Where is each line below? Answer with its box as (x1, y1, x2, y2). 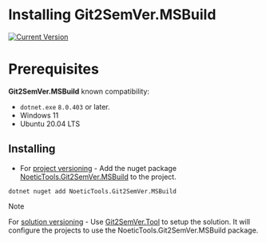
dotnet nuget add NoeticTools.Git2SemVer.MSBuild (8, 187, 177, 195)
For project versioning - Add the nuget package (19, 163, 177, 173)
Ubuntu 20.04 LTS (19, 118, 81, 129)
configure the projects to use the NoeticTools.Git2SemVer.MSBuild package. (8, 225, 259, 235)
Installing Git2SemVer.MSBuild (8, 6, 216, 24)
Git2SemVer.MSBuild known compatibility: (8, 86, 150, 96)
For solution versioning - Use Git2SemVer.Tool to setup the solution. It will (8, 217, 250, 226)
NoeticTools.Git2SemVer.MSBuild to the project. (19, 172, 177, 181)
